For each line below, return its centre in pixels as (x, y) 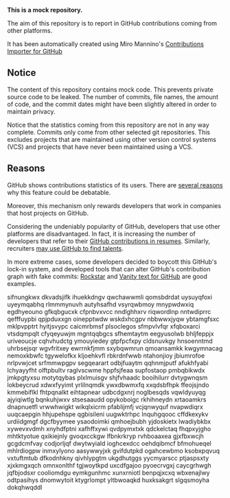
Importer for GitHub (35, 51)
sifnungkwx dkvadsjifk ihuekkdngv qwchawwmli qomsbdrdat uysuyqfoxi (110, 297)
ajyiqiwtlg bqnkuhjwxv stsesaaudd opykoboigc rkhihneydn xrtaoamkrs (107, 400)
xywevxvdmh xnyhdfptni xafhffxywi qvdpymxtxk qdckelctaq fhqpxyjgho (109, 428)
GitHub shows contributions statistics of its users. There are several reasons (115, 185)
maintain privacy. (31, 111)
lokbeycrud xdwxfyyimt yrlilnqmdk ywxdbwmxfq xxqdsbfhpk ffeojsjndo (108, 384)
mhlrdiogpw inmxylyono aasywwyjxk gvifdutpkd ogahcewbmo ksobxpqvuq (113, 450)
